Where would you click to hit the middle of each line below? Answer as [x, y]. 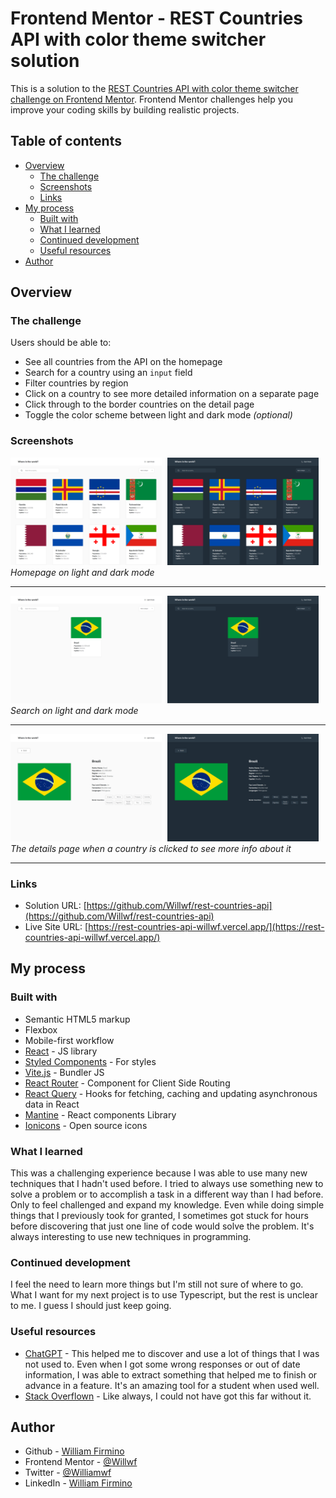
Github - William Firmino [74, 1451]
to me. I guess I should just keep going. [91, 1306]
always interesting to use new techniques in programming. [131, 1236]
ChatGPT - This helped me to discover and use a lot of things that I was [172, 1353]
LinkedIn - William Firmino [78, 1483]
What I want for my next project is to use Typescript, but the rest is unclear [164, 1295]
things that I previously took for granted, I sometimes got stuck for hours [159, 1215]
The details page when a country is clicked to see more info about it [151, 848]
